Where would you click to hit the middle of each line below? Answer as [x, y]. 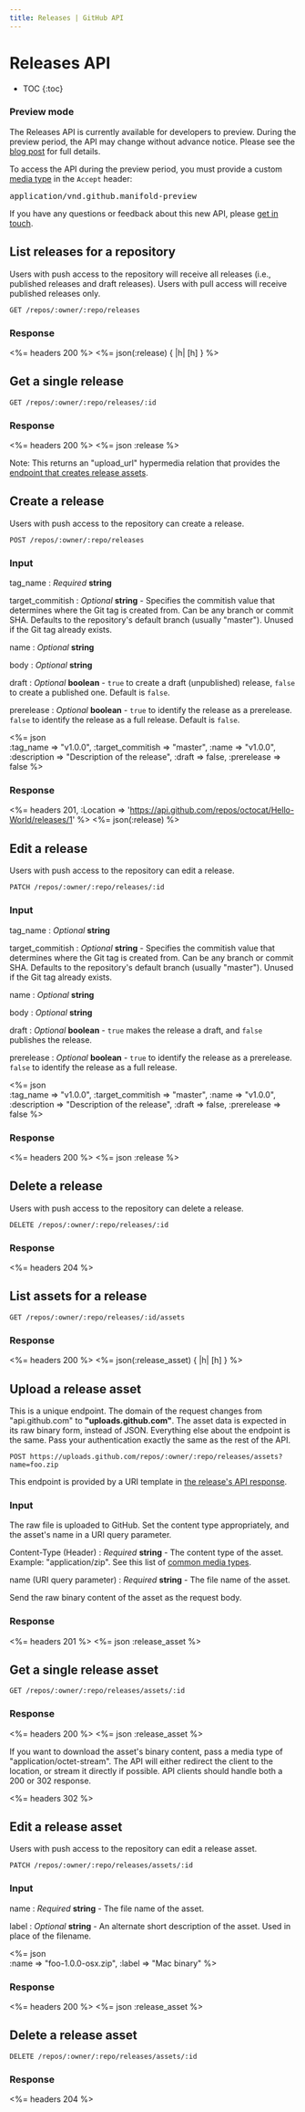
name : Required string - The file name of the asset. [107, 1908]
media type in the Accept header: [71, 178]
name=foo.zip [34, 1465]
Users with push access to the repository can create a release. [127, 523]
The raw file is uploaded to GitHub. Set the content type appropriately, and [149, 1525]
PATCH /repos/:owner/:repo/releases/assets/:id [102, 1865]
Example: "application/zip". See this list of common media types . [131, 1562]
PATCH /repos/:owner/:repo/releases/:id [87, 888]
